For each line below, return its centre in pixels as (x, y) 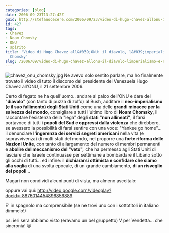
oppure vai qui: (21, 190)
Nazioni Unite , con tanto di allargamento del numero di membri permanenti (83, 144)
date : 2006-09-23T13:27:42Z (35, 15)
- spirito (16, 47)
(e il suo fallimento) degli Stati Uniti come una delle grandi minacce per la (82, 107)
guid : (11, 19)
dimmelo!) (16, 211)
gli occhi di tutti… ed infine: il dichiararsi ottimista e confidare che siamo (81, 160)
